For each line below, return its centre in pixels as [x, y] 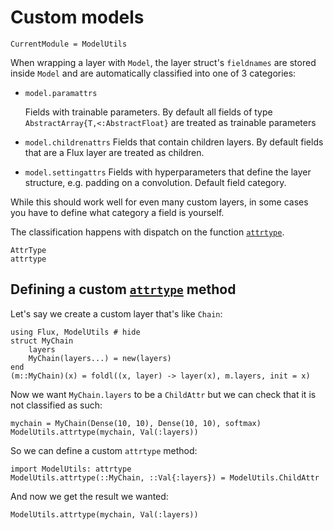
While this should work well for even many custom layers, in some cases [159, 202]
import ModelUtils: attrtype [71, 469]
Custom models [77, 17]
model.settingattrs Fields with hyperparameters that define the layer [168, 172]
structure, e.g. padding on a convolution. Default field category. [155, 182]
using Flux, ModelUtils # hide [75, 332]
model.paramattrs [61, 93]
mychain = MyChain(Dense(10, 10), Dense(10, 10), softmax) [136, 423]
